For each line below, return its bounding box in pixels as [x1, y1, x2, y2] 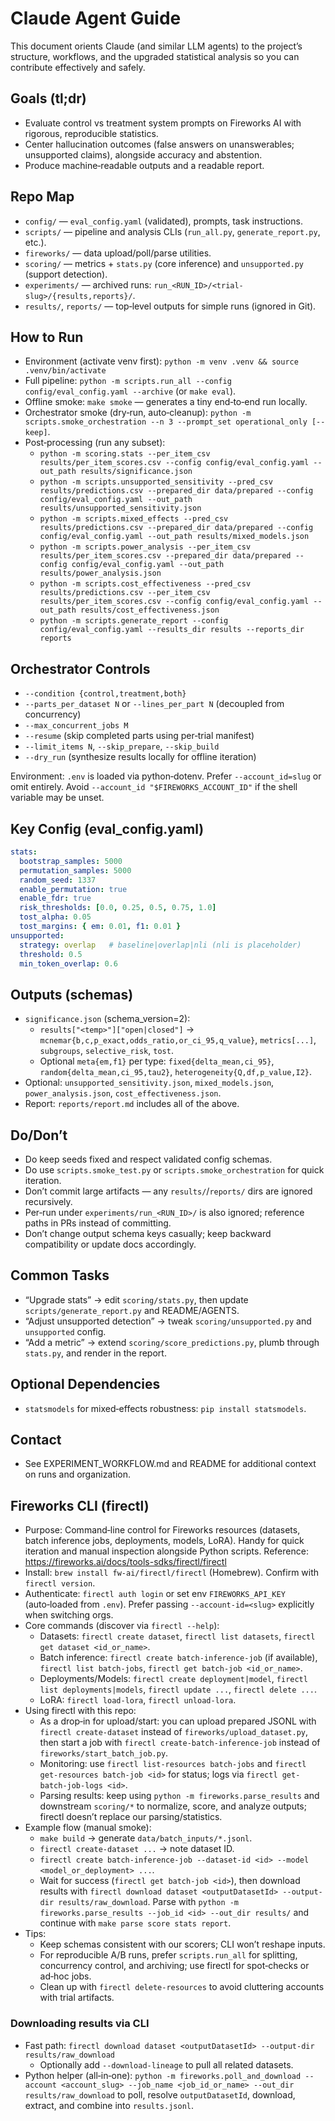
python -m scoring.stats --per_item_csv [39, 449, 211, 459]
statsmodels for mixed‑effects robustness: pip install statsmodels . [24, 1402, 307, 1414]
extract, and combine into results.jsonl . [24, 2099, 195, 2111]
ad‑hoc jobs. [39, 1970, 92, 1982]
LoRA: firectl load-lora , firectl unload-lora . [39, 1694, 237, 1706]
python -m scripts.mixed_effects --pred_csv [39, 514, 229, 524]
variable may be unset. [10, 792, 105, 804]
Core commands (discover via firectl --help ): [24, 1620, 220, 1632]
